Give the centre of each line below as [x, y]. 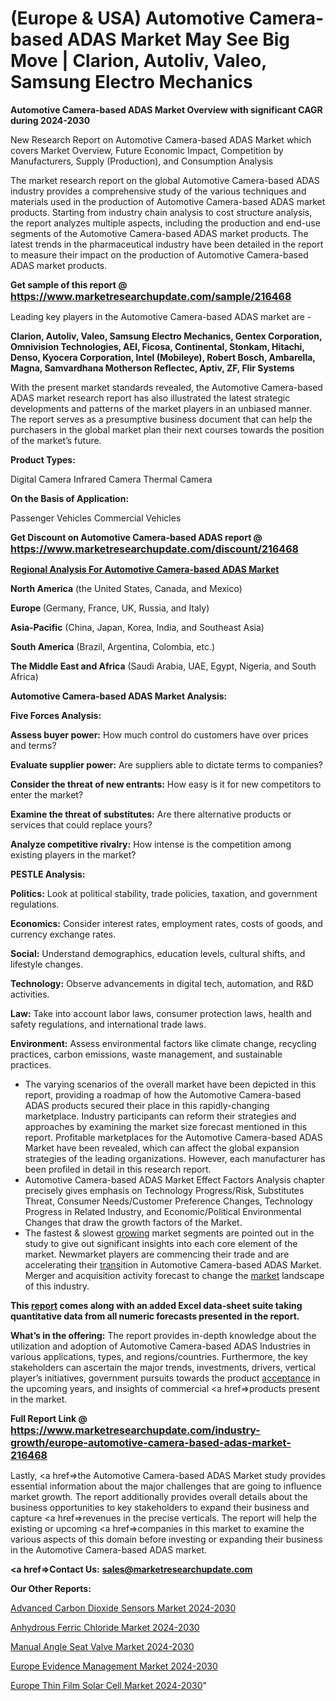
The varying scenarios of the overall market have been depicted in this [170, 1084]
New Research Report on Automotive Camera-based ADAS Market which [161, 139]
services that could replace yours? [81, 824]
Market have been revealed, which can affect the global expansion [162, 1148]
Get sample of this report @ [69, 284]
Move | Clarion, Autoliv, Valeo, [138, 61]
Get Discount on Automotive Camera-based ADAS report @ [136, 537]
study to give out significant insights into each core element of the [161, 1243]
